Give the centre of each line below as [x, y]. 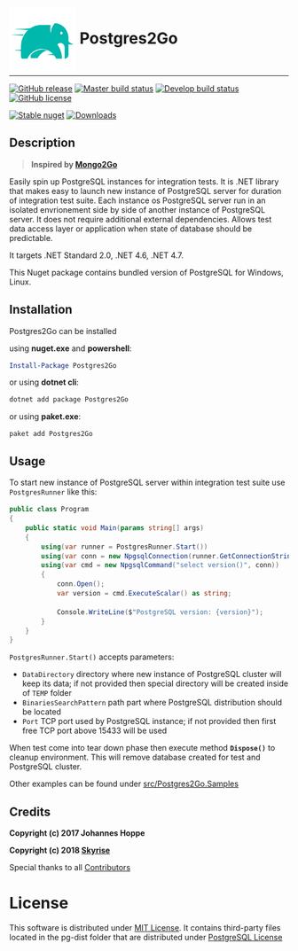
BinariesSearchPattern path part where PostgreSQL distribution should [152, 703]
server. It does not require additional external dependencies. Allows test [141, 219]
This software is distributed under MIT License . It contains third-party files [145, 928]
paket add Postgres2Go [51, 434]
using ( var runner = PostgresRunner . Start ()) [125, 547]
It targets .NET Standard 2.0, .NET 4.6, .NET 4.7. [96, 255]
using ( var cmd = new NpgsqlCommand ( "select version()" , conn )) [160, 565]
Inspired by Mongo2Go [74, 164]
